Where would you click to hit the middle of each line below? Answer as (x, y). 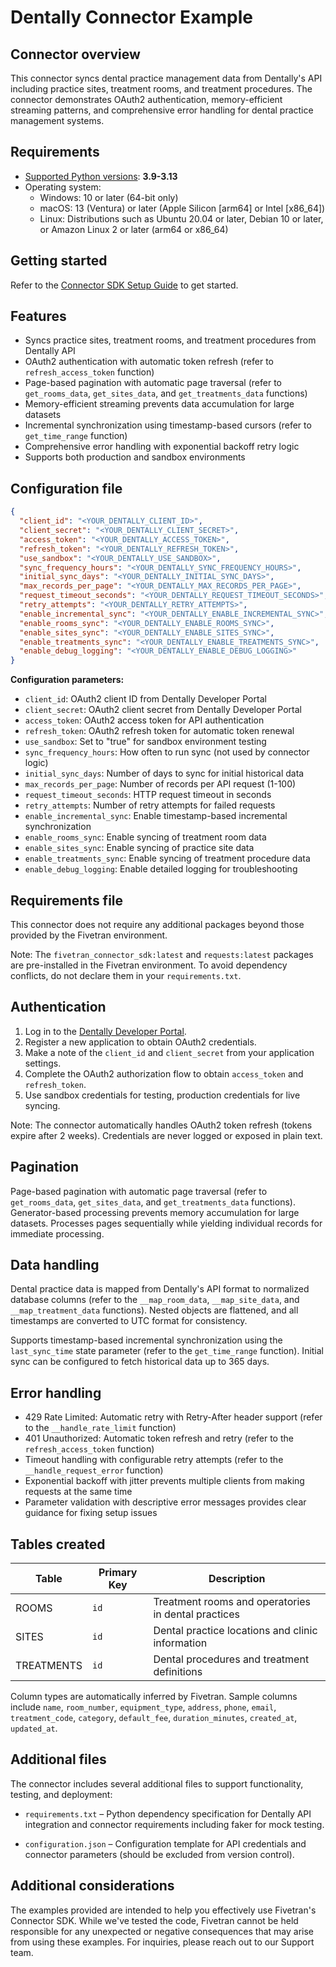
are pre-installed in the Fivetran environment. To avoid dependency (149, 965)
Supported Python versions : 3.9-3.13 (101, 176)
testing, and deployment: (61, 1794)
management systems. (57, 120)
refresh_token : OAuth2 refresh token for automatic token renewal (159, 731)
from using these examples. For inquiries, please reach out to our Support (162, 1942)
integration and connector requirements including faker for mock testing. (174, 1824)
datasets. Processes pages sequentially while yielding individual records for (166, 1223)
